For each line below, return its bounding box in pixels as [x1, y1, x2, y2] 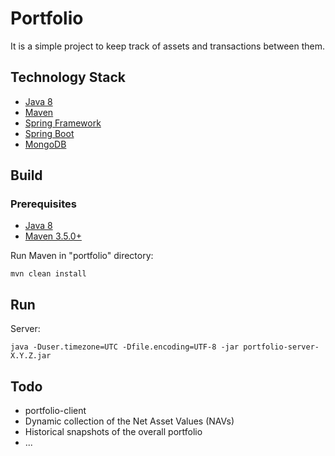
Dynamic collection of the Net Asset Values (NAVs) [24, 415, 235, 427]
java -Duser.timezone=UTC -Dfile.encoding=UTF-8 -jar [10, 342, 240, 352]
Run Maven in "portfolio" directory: [10, 250, 154, 262]
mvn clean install [10, 269, 87, 279]
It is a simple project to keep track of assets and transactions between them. [10, 40, 325, 52]
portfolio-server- [243, 342, 320, 352]
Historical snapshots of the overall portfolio [24, 426, 203, 438]
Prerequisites [10, 197, 77, 211]
